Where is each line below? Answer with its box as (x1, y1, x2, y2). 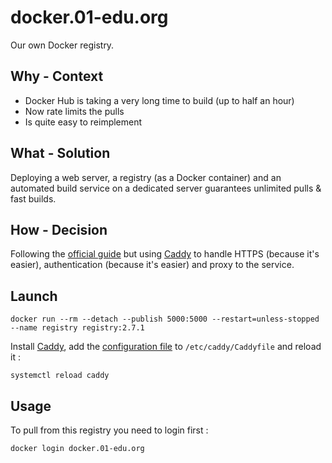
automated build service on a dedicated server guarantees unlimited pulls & (10, 182, 322, 194)
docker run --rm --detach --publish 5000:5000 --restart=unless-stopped (10, 314, 320, 325)
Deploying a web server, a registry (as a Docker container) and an (10, 171, 282, 183)
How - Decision (10, 221, 108, 238)
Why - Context (10, 68, 104, 85)
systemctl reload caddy (10, 371, 110, 381)
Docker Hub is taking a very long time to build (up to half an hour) (24, 94, 295, 106)
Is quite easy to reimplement (24, 116, 143, 128)
